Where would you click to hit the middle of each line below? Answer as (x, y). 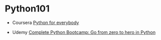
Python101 (27, 9)
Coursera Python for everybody (45, 22)
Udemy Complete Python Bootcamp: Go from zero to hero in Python (84, 32)
